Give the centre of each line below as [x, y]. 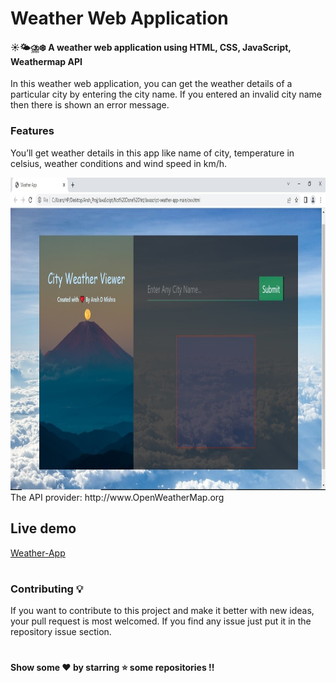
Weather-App [38, 553]
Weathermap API [46, 61]
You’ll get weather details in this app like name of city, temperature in [152, 153]
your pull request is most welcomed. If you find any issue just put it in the [161, 621]
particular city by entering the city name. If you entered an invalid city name [166, 94]
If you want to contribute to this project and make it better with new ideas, [162, 611]
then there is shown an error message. [90, 105]
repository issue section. [61, 632]
